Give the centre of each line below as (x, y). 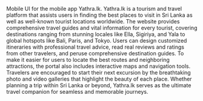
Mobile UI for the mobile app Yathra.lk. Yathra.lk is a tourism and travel (94, 9)
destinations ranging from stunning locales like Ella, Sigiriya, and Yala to (96, 34)
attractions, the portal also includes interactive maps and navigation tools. (98, 66)
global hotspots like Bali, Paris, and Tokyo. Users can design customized (97, 41)
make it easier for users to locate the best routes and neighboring (88, 60)
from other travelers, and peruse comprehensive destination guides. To (95, 53)
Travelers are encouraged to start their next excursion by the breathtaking (98, 72)
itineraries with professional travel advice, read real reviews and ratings (95, 47)
